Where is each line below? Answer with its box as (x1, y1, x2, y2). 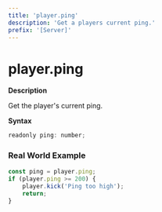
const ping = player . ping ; (8, 168, 96, 176)
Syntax (8, 116, 32, 126)
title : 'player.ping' (8, 11, 79, 20)
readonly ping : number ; (8, 131, 86, 140)
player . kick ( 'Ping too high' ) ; (22, 182, 124, 191)
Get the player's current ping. (8, 101, 103, 111)
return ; (22, 190, 47, 198)
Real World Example (8, 150, 86, 161)
